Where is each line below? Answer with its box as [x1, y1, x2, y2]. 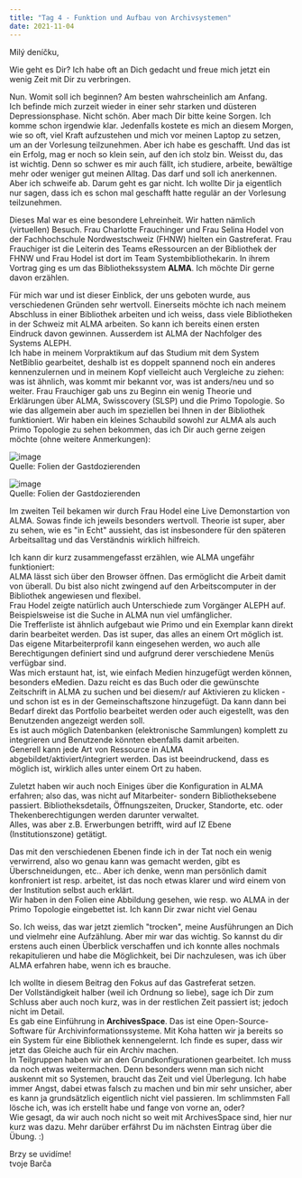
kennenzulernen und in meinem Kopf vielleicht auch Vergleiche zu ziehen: [9, 366, 285, 377]
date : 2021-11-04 [9, 22, 75, 31]
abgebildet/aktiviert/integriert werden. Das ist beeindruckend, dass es [9, 753, 270, 764]
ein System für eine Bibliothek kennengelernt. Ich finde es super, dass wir [9, 1034, 283, 1045]
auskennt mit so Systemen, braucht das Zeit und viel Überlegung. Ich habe [9, 1073, 287, 1084]
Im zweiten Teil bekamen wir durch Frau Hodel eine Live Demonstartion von [9, 505, 290, 516]
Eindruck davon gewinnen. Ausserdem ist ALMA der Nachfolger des [9, 327, 262, 339]
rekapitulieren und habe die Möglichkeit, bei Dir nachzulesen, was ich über [9, 950, 287, 961]
